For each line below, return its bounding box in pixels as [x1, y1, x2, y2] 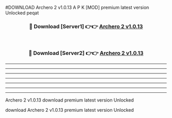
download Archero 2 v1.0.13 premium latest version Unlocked [5, 107, 134, 113]
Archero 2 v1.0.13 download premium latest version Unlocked [5, 97, 134, 103]
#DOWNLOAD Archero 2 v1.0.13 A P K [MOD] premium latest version [5, 5, 149, 10]
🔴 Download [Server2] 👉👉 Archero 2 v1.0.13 [28, 50, 144, 57]
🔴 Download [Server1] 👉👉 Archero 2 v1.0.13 [29, 23, 143, 30]
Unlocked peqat [5, 10, 39, 16]
